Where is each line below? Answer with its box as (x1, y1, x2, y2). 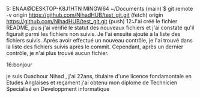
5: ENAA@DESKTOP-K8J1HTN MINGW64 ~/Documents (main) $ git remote (6, 5, 193, 12)
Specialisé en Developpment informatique (6, 85, 110, 92)
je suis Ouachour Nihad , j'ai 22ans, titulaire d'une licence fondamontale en (6, 73, 192, 79)
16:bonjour (6, 61, 32, 68)
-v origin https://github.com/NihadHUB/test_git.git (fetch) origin (6, 11, 163, 19)
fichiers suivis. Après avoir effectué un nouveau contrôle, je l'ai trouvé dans (6, 37, 193, 44)
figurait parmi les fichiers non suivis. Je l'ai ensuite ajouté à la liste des (6, 30, 181, 38)
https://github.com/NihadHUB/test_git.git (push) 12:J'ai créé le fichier (6, 18, 178, 24)
